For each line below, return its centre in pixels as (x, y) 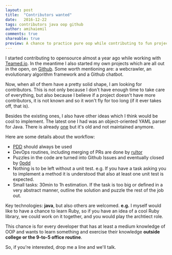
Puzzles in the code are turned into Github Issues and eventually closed (88, 157)
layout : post (19, 10)
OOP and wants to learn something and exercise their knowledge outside (83, 231)
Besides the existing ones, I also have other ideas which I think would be (82, 116)
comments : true (21, 34)
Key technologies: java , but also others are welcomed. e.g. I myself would (83, 205)
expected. (23, 179)
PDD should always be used (42, 146)
